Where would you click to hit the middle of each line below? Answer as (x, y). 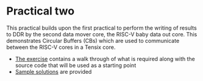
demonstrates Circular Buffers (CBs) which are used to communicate (93, 40)
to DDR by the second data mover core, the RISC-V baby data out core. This (102, 34)
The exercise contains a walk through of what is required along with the (105, 59)
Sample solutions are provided (53, 71)
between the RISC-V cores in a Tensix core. (61, 47)
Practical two (41, 11)
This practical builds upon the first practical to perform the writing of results (101, 28)
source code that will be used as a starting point (76, 65)
